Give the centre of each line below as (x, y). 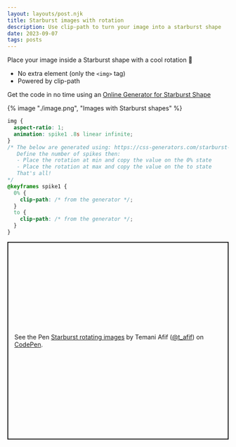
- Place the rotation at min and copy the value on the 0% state (114, 160)
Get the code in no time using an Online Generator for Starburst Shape (109, 95)
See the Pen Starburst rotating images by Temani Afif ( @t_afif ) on (109, 337)
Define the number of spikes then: (68, 154)
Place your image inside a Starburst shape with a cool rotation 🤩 (100, 60)
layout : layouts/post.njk (45, 14)
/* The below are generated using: (59, 147)
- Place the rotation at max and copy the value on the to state (114, 167)
